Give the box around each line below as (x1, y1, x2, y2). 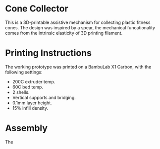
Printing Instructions (5, 48, 92, 59)
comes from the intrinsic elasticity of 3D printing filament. (5, 30, 123, 36)
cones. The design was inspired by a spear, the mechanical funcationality (5, 24, 155, 30)
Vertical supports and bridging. (12, 94, 76, 100)
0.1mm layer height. (12, 100, 52, 106)
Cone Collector (5, 3, 68, 14)
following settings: (5, 69, 43, 75)
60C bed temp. (12, 84, 44, 90)
